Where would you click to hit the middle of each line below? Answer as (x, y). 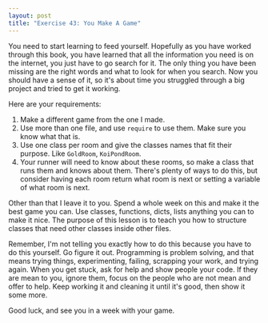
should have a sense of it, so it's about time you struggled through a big (127, 80)
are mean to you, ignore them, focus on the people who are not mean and (130, 277)
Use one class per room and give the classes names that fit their (126, 145)
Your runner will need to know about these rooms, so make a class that (137, 161)
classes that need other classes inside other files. (90, 228)
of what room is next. (55, 187)
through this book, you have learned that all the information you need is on (131, 54)
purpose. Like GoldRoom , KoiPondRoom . (80, 154)
